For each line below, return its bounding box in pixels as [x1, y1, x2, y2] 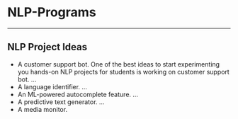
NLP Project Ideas [7, 41, 88, 53]
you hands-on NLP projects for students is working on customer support [17, 67, 230, 76]
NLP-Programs [7, 4, 97, 21]
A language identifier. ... [17, 82, 87, 91]
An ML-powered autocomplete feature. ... [17, 90, 139, 98]
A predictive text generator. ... [17, 97, 105, 106]
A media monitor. [17, 105, 68, 113]
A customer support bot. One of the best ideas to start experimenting [17, 59, 220, 68]
